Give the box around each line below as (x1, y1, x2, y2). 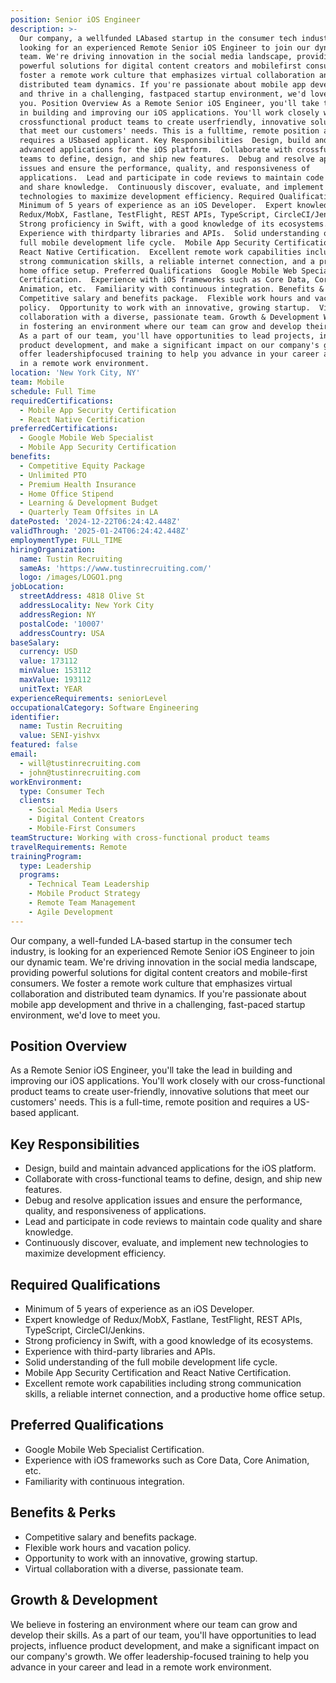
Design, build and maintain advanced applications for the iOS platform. (24, 1162, 317, 1175)
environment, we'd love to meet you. (10, 1009, 161, 1021)
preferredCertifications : (10, 424, 118, 434)
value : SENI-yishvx (19, 731, 101, 741)
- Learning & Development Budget (19, 498, 159, 508)
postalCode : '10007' (19, 619, 105, 629)
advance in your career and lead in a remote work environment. (10, 1661, 272, 1673)
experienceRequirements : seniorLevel (10, 693, 168, 703)
